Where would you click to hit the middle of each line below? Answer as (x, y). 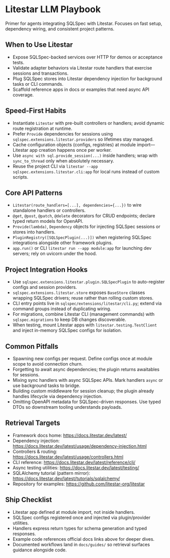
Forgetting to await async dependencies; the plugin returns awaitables (86, 369)
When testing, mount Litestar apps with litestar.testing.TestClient (85, 325)
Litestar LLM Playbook (53, 9)
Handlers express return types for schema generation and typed (80, 528)
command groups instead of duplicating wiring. (62, 309)
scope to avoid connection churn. (48, 364)
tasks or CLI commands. (38, 84)
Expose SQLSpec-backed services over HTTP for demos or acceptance (88, 57)
